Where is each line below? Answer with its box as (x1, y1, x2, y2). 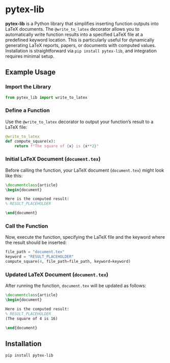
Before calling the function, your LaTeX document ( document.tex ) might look (5, 167, 164, 173)
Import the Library (5, 83, 51, 90)
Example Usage (5, 68, 56, 77)
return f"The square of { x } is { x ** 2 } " (14, 143, 99, 149)
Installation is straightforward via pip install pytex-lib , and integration (5, 48, 157, 54)
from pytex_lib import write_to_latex (5, 95, 88, 100)
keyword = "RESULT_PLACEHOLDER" (5, 254, 74, 259)
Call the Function (5, 222, 48, 230)
